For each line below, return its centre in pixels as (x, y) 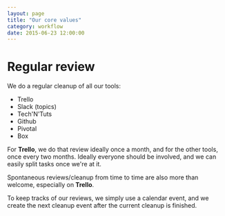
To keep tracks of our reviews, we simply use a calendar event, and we (108, 198)
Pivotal (27, 129)
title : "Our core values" (44, 20)
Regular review (51, 67)
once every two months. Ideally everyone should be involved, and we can (112, 157)
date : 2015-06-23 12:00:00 (46, 33)
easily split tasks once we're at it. (55, 164)
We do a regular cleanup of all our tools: (64, 86)
